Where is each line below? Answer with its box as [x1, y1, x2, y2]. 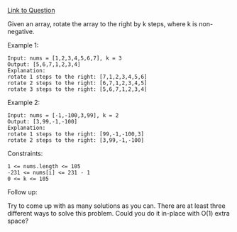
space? [7, 216, 29, 225]
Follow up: [7, 188, 38, 196]
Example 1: [7, 41, 39, 49]
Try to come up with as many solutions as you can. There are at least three [7, 201, 226, 210]
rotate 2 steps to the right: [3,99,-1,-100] [7, 137, 144, 144]
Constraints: [7, 149, 43, 158]
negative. [7, 28, 35, 35]
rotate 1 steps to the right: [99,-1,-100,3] [7, 131, 144, 138]
